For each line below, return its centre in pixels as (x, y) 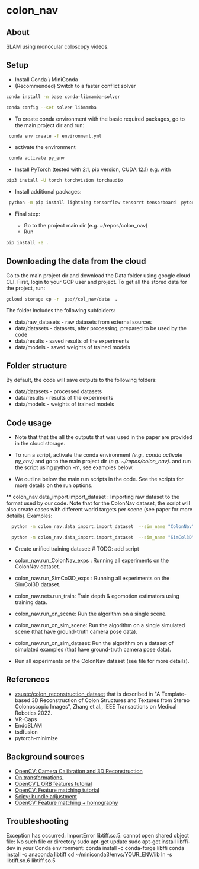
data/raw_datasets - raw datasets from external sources (83, 322)
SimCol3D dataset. (38, 584)
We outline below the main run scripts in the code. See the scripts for (99, 479)
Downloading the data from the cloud (76, 261)
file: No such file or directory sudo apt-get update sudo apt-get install (91, 842)
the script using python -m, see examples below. (74, 467)
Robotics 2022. (33, 713)
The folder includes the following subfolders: (61, 310)
